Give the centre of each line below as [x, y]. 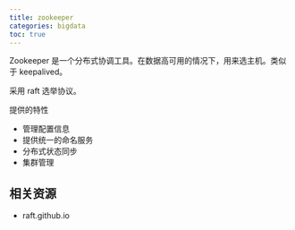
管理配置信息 [46, 129]
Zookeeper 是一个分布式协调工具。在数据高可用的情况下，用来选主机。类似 [148, 61]
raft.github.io [46, 216]
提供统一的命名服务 [58, 141]
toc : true [28, 34]
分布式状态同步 [50, 151]
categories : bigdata [48, 26]
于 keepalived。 [38, 72]
